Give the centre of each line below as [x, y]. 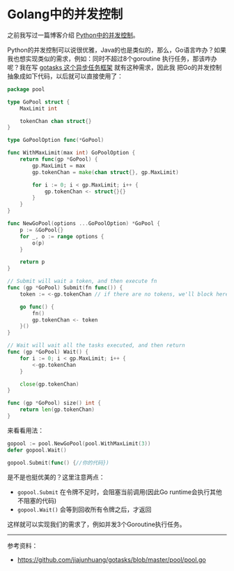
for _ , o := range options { [62, 236]
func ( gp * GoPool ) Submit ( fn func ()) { [65, 288]
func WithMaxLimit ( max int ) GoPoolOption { [71, 153]
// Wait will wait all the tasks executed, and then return [96, 346]
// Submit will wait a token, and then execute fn [82, 281]
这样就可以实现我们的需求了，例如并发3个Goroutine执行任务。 [96, 524]
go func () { [37, 307]
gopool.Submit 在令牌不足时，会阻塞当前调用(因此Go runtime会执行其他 [119, 492]
